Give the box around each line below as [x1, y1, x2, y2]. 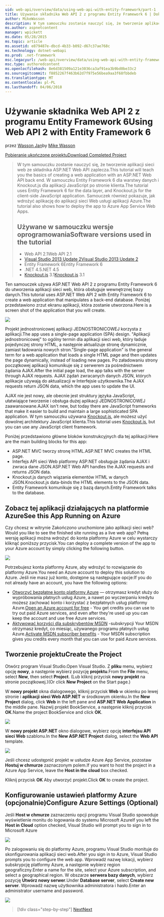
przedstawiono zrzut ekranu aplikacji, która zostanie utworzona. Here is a [5, 302, 152, 308]
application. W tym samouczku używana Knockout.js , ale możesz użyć [5, 413, 147, 419]
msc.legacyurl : [5, 57, 36, 62]
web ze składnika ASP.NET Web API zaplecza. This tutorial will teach [17, 167, 154, 173]
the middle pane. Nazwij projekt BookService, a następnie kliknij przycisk [5, 704, 152, 710]
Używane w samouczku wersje [17, 222, 114, 231]
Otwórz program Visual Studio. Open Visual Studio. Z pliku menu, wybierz [5, 663, 153, 669]
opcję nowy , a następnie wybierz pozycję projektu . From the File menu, [5, 668, 149, 674]
